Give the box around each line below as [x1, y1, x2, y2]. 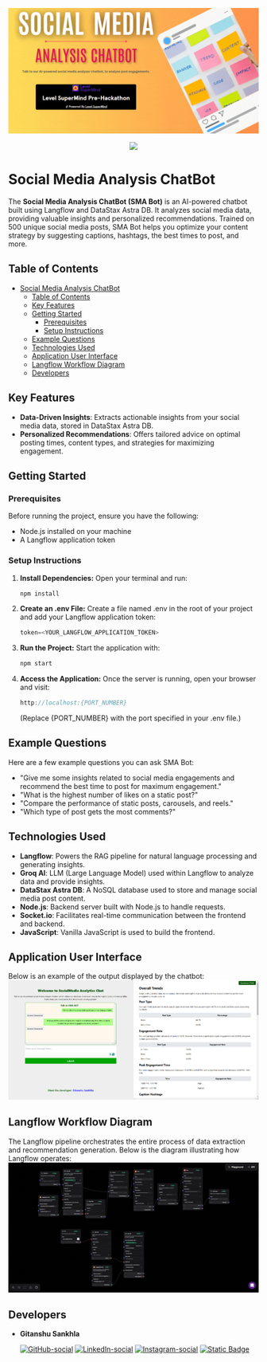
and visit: [19, 682, 50, 693]
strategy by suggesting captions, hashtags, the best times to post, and [8, 230, 239, 240]
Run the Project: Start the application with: [19, 643, 161, 653]
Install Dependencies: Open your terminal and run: [19, 573, 188, 583]
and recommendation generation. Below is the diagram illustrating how [8, 1144, 240, 1155]
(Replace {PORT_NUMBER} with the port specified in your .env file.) [19, 713, 242, 723]
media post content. [19, 893, 86, 903]
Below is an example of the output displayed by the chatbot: [8, 971, 205, 981]
